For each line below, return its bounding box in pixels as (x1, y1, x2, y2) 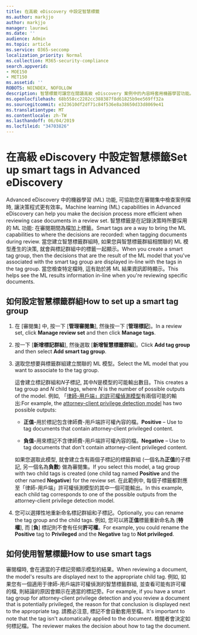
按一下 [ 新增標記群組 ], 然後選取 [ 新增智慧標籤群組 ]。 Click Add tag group (14, 341, 191, 348)
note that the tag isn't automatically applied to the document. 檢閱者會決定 (6, 615, 186, 622)
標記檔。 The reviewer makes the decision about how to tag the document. (11, 622, 191, 629)
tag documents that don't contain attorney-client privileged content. (23, 443, 188, 450)
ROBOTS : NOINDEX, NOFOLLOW (6, 85, 72, 91)
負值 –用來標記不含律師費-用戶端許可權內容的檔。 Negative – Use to (23, 437, 186, 444)
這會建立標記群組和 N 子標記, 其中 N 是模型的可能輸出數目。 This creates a (14, 379, 188, 386)
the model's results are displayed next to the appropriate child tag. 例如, (6, 573, 180, 580)
